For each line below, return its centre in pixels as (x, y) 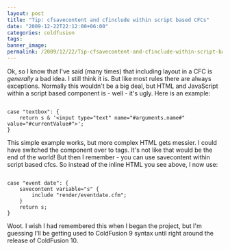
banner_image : (27, 45)
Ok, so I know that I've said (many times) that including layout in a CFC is (110, 71)
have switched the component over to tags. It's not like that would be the (110, 150)
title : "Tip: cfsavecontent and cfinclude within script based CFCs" (108, 20)
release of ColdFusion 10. (43, 240)
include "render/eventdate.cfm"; (79, 195)
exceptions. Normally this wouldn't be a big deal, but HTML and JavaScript (113, 86)
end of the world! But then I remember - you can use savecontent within (108, 157)
